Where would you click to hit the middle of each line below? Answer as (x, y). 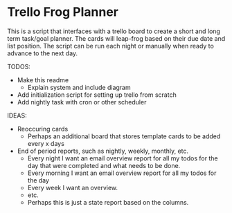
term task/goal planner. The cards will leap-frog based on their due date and (116, 38)
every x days (46, 143)
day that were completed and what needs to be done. (104, 165)
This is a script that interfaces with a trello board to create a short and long (114, 31)
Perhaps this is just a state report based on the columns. (108, 202)
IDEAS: (17, 115)
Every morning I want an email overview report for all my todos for (122, 173)
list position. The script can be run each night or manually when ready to (111, 46)
